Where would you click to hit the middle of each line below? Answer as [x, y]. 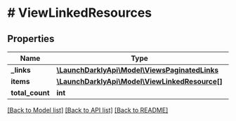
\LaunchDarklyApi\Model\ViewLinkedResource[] [139, 81]
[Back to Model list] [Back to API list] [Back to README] [88, 110]
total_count [30, 93]
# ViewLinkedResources [80, 13]
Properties [31, 39]
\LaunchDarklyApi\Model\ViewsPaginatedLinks [138, 70]
